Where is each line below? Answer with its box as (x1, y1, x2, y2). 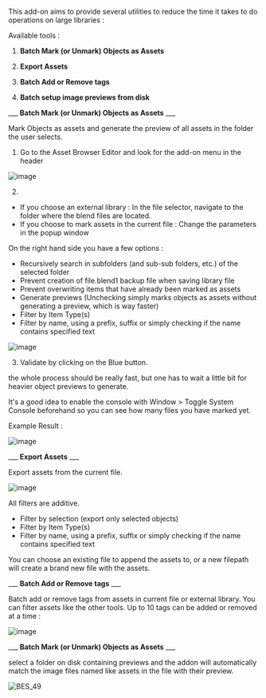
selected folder (19, 268, 70, 276)
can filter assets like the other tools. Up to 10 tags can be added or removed (8, 603, 257, 612)
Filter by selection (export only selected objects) (19, 514, 179, 523)
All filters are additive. (8, 498, 80, 508)
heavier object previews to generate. (8, 382, 129, 391)
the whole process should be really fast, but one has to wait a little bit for (8, 373, 247, 383)
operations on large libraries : (8, 15, 105, 25)
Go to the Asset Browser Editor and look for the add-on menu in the (19, 148, 241, 157)
